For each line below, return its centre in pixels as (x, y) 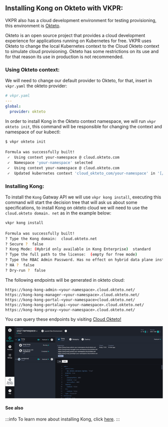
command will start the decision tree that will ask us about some (71, 202)
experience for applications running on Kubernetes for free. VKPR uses (78, 41)
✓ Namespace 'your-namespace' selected (50, 163)
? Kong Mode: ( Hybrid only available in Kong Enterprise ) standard (78, 249)
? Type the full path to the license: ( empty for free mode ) (71, 255)
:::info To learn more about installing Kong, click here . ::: (62, 419)
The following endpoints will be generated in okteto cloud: (65, 280)
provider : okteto (28, 112)
